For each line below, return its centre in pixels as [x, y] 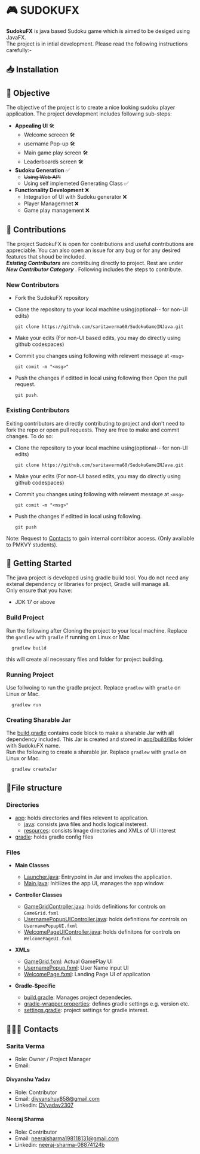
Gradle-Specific [35, 986]
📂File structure [34, 787]
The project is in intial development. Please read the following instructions [97, 44]
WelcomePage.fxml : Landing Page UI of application [87, 974]
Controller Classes [39, 895]
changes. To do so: [30, 436]
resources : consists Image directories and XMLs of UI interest [100, 830]
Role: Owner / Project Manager [53, 1059]
